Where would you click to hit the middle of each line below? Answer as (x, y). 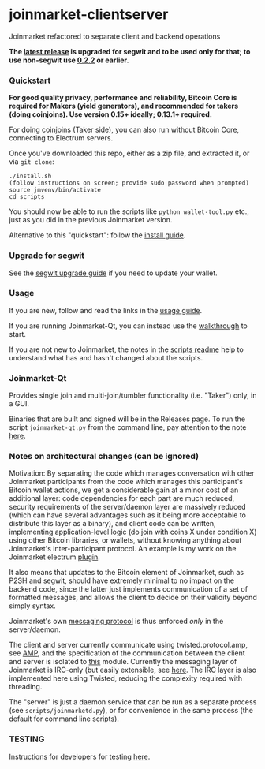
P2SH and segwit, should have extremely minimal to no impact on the (122, 580)
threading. (26, 687)
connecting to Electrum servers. (61, 138)
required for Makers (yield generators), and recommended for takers (124, 106)
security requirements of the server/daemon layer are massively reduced (128, 507)
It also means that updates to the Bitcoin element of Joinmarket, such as (126, 573)
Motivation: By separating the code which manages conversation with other (132, 473)
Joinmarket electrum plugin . (55, 557)
